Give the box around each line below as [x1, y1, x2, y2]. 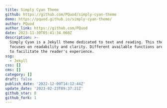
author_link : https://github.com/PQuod [5, 26, 88, 31]
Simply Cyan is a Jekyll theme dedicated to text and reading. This [9, 40, 155, 45]
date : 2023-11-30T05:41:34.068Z [5, 30, 72, 35]
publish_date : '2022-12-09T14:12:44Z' [5, 81, 85, 86]
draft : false [5, 77, 32, 82]
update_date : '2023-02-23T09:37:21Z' [5, 86, 83, 91]
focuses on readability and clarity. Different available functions [9, 44, 155, 49]
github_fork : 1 [5, 95, 37, 100]
